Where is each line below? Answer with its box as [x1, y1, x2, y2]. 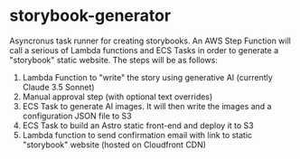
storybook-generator [9, 5, 172, 26]
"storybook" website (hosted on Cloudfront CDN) [22, 139, 206, 150]
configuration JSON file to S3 [22, 110, 133, 121]
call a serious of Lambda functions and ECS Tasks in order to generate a [9, 44, 278, 55]
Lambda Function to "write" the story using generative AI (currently [22, 71, 273, 82]
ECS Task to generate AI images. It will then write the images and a [22, 100, 272, 111]
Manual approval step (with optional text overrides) [22, 91, 213, 102]
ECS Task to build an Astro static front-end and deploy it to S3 [22, 119, 255, 131]
